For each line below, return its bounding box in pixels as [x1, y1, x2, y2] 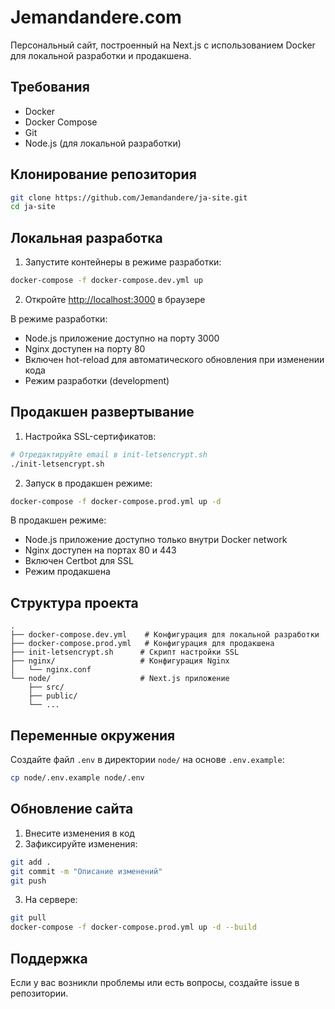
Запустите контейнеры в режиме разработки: [24, 256, 222, 268]
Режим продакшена [24, 566, 111, 578]
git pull [10, 913, 47, 923]
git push [10, 876, 47, 886]
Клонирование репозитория [10, 166, 197, 183]
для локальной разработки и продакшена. [10, 49, 192, 61]
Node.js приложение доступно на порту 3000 [24, 332, 220, 344]
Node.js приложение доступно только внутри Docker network [24, 534, 288, 546]
